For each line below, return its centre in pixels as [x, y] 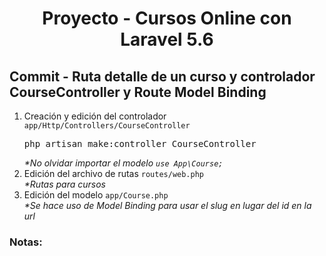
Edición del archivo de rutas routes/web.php [114, 173]
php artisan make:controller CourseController [140, 143]
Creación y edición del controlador [95, 116]
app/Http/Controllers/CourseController [107, 126]
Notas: [26, 242]
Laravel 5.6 [167, 39]
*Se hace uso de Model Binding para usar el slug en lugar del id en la [167, 205]
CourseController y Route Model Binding [138, 92]
